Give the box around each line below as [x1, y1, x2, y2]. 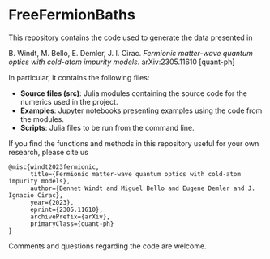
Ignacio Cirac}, [8, 191, 63, 200]
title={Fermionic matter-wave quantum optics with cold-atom [29, 170, 242, 178]
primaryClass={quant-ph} [29, 219, 114, 228]
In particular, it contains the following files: [8, 72, 150, 82]
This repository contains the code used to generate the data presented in [8, 32, 253, 42]
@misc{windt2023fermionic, [8, 162, 100, 171]
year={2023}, [29, 198, 75, 206]
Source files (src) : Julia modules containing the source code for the [19, 88, 247, 98]
